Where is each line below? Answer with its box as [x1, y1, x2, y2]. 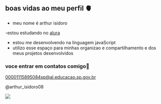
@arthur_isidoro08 [5, 84, 44, 90]
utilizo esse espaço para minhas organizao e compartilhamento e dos [12, 45, 156, 51]
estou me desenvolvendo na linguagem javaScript [12, 39, 116, 45]
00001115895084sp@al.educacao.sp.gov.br [5, 74, 96, 80]
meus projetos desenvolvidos [12, 50, 74, 56]
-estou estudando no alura [5, 30, 60, 36]
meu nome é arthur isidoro [12, 20, 68, 26]
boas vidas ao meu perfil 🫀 [5, 4, 92, 13]
